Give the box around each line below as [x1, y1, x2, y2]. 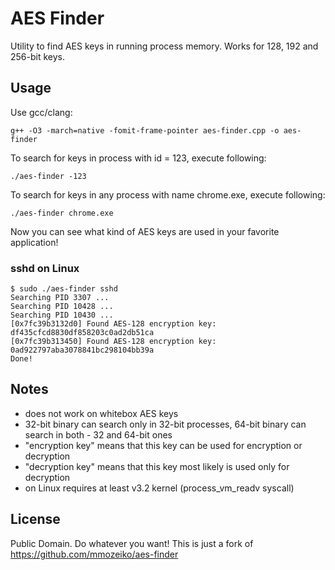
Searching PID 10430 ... [10, 310, 114, 321]
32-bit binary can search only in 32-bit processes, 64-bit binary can [24, 418, 307, 430]
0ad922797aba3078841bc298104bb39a [10, 345, 155, 356]
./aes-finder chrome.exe [10, 208, 114, 218]
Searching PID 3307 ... [10, 293, 110, 303]
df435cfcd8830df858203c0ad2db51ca [10, 328, 155, 338]
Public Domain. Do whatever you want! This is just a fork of [10, 537, 254, 549]
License [10, 511, 61, 528]
